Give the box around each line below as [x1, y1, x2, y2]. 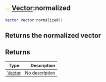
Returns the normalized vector [5, 32, 102, 40]
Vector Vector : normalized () [5, 17, 63, 23]
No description [25, 70, 55, 76]
